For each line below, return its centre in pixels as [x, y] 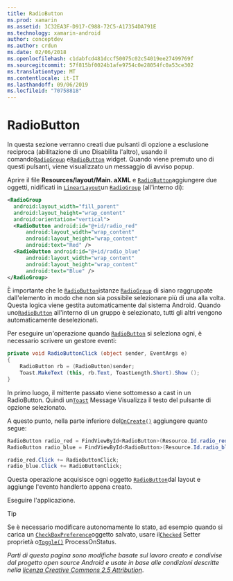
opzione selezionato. [37, 407]
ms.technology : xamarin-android [54, 33]
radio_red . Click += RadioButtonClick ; [63, 460]
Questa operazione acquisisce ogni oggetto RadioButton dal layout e [104, 480]
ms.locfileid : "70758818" [44, 91]
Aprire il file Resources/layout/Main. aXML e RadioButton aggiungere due [112, 180]
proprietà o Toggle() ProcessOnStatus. [62, 542]
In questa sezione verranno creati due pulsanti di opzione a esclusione [108, 145]
